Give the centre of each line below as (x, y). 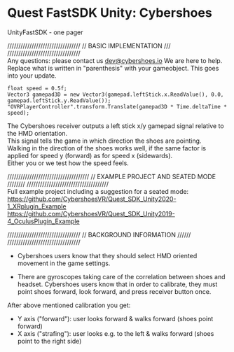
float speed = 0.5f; (37, 88)
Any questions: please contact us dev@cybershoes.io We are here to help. (115, 60)
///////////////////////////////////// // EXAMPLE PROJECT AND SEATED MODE (111, 176)
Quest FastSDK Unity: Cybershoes (110, 13)
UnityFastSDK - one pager (45, 32)
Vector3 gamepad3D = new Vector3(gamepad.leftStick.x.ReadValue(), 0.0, (116, 94)
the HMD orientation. (37, 133)
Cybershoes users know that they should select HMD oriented (107, 255)
